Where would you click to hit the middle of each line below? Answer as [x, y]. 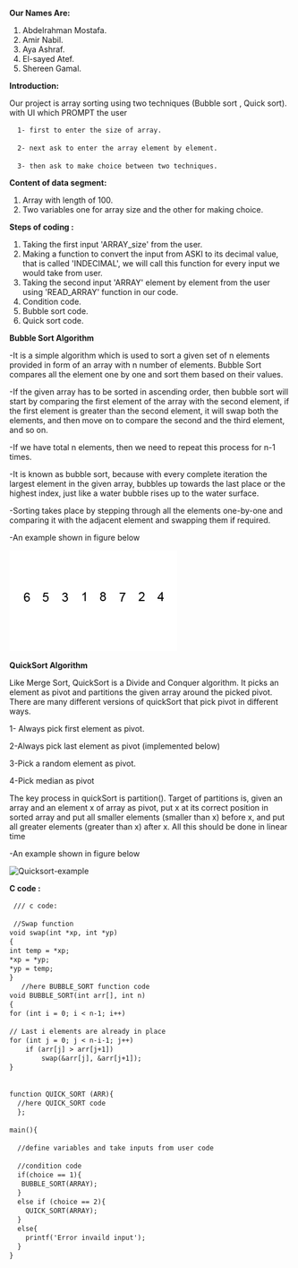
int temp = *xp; [39, 951]
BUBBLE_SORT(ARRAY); [60, 1184]
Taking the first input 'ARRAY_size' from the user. [112, 244]
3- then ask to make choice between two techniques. [118, 166]
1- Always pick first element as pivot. [77, 729]
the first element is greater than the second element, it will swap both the [144, 411]
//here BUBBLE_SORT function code [85, 986]
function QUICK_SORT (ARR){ [62, 1094]
